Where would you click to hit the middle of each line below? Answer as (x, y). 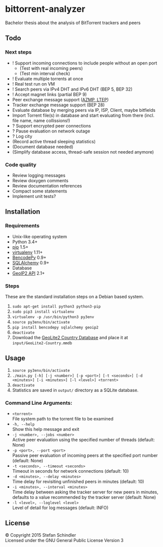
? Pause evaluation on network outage (51, 131)
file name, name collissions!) (41, 120)
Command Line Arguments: (39, 403)
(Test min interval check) (45, 73)
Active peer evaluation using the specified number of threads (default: (83, 440)
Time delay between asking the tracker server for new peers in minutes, (85, 492)
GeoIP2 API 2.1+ (29, 273)
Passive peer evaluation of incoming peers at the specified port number (85, 455)
